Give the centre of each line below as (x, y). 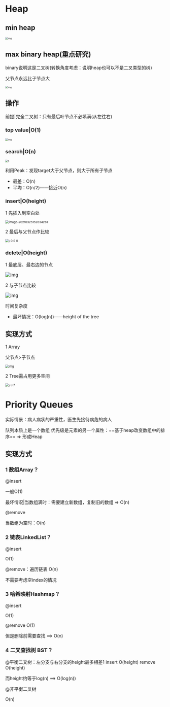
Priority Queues (39, 405)
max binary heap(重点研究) (48, 55)
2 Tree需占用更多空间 (28, 376)
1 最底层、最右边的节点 (29, 264)
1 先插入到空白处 (22, 213)
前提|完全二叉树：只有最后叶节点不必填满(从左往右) (59, 116)
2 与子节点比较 (21, 285)
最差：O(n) (24, 181)
